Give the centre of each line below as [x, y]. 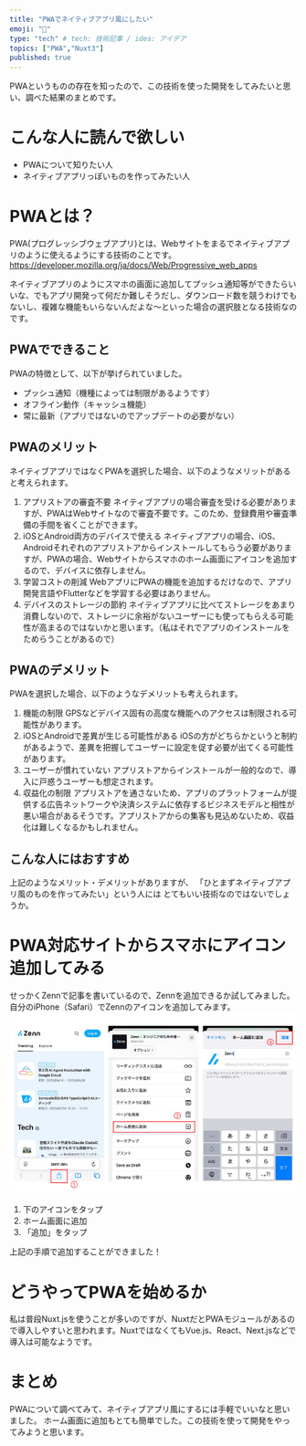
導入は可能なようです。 [53, 1342]
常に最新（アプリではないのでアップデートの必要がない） [131, 415]
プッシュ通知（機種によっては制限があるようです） [118, 393]
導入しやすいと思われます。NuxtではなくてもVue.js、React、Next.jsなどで [157, 1331]
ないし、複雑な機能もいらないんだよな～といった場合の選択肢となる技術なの [153, 307]
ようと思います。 [57, 1432]
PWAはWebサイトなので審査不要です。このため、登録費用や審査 [168, 513]
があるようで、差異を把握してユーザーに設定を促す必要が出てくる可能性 [158, 748]
